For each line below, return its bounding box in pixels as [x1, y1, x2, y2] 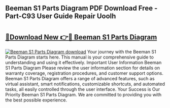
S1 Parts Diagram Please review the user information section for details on [5, 65, 160, 71]
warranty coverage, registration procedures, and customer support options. [5, 70, 164, 76]
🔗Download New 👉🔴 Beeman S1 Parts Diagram [5, 33, 157, 41]
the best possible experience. [5, 97, 67, 103]
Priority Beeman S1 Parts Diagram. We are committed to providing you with [5, 92, 162, 97]
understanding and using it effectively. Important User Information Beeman [5, 60, 162, 65]
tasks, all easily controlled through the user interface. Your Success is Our [5, 86, 160, 92]
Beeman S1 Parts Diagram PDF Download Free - [5, 4, 158, 13]
